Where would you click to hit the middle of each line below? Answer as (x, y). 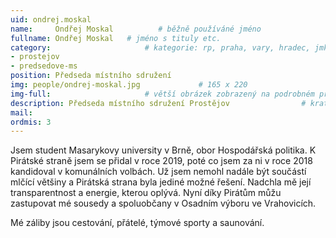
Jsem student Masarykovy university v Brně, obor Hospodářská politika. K (163, 150)
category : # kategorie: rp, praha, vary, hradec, (160, 47)
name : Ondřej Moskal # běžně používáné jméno (136, 29)
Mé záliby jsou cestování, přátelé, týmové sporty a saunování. (137, 223)
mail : (21, 112)
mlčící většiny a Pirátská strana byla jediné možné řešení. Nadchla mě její (161, 182)
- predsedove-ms (44, 66)
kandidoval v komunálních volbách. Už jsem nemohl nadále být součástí (158, 172)
